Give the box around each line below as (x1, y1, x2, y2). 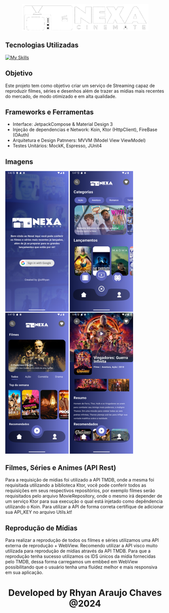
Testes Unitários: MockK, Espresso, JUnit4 (12, 143, 102, 149)
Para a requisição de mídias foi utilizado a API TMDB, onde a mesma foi (5, 477, 154, 483)
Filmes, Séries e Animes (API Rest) (5, 464, 116, 472)
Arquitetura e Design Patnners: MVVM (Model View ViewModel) (12, 138, 146, 144)
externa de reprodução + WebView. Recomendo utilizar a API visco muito (5, 543, 158, 549)
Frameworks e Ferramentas (5, 108, 94, 116)
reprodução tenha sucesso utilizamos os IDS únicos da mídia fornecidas (5, 553, 156, 559)
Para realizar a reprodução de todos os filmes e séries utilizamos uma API (5, 537, 159, 543)
